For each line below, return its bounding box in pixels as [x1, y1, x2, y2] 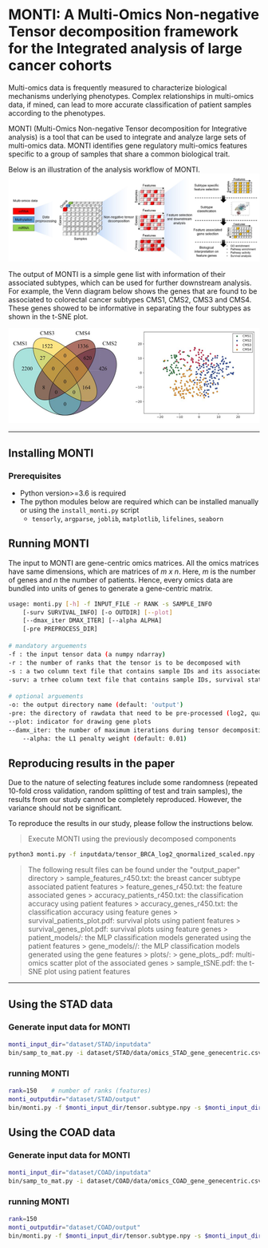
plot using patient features [43, 967, 131, 977]
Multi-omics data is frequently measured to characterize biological [8, 82, 227, 93]
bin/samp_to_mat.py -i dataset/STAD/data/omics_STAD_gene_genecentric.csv [8, 1049, 262, 1056]
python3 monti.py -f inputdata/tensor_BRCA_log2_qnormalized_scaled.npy [8, 851, 255, 859]
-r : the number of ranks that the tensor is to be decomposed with [8, 658, 241, 667]
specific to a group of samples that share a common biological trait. [8, 149, 231, 159]
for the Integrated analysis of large [8, 40, 242, 57]
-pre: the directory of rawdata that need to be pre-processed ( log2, [8, 709, 248, 717]
